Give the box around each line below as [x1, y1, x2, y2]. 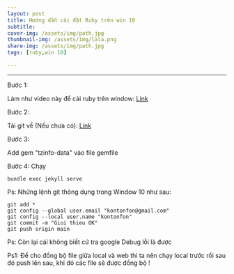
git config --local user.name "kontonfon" [7, 213, 132, 220]
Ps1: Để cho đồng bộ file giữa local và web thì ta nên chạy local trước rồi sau [7, 251, 226, 259]
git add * [7, 201, 36, 208]
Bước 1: [7, 81, 29, 89]
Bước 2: [7, 107, 30, 116]
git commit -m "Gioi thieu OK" [7, 219, 98, 227]
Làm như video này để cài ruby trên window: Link [7, 94, 148, 102]
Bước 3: [7, 135, 30, 143]
